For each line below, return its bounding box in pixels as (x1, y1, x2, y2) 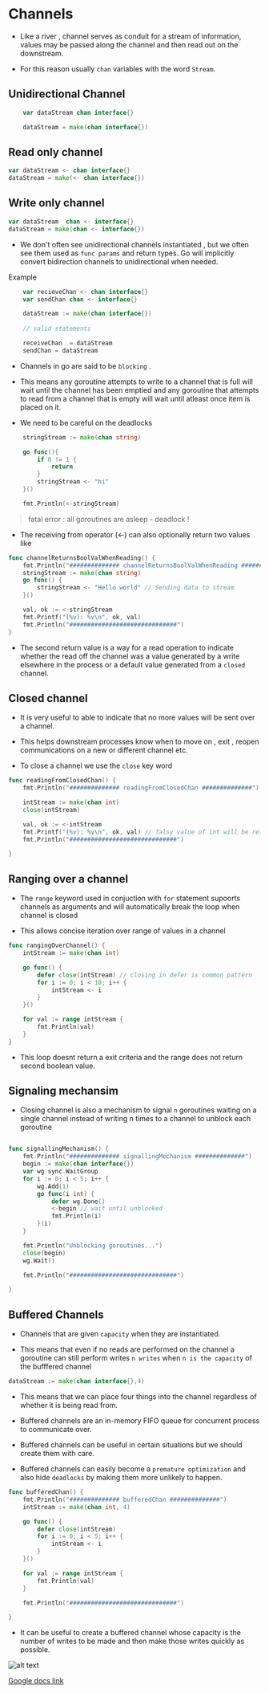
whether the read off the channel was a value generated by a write (19, 651, 240, 661)
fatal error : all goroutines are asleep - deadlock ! (27, 514, 190, 524)
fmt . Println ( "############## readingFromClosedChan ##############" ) (22, 784, 260, 792)
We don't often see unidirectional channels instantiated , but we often (19, 239, 250, 249)
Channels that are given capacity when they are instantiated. (19, 1329, 221, 1339)
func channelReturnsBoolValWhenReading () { (8, 553, 156, 562)
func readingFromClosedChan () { (8, 777, 116, 785)
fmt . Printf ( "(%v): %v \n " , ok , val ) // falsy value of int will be (22, 828, 249, 836)
